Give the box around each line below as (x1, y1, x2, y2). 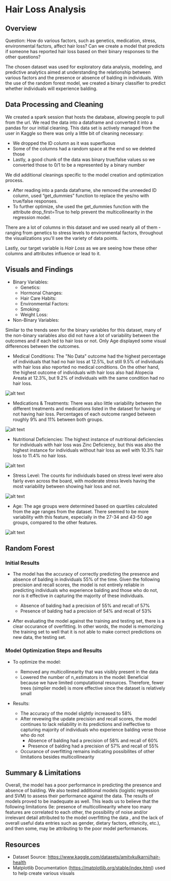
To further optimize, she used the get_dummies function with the (12, 203, 149, 209)
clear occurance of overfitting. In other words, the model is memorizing (12, 623, 163, 630)
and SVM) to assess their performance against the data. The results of (5, 793, 154, 799)
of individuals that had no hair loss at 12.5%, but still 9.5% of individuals (12, 358, 164, 364)
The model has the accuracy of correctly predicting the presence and (12, 571, 159, 577)
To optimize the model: (12, 658, 61, 665)
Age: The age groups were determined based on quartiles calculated (12, 503, 158, 509)
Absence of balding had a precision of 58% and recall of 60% (28, 737, 158, 743)
